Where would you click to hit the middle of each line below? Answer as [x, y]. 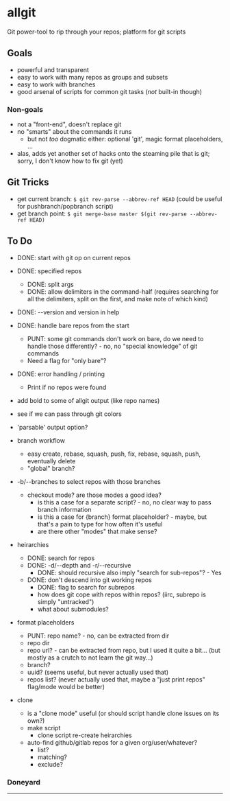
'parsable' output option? [52, 427]
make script [44, 728]
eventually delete [51, 461]
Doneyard [24, 782]
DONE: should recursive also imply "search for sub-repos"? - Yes [129, 572]
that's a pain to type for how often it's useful [100, 524]
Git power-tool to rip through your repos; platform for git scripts [97, 32]
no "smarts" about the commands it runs [74, 132]
